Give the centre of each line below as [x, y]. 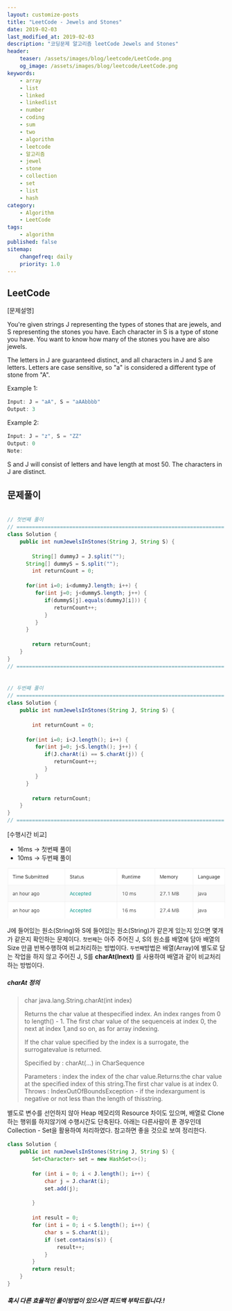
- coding [32, 117]
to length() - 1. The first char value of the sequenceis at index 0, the [120, 1021]
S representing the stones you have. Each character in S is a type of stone [113, 332]
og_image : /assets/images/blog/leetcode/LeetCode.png [99, 66]
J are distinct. [27, 471]
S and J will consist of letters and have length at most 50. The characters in [115, 464]
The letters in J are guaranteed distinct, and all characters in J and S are [110, 360]
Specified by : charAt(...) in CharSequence [84, 1063]
